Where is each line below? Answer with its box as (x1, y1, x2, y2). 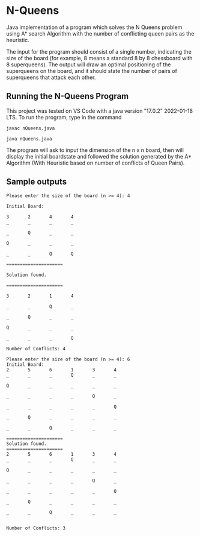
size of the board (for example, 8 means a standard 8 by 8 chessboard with (6, 54, 193, 61)
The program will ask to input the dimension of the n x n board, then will (6, 146, 184, 154)
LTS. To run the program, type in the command (6, 113, 122, 121)
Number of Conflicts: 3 (6, 525, 66, 531)
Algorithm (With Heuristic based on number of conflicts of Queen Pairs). (6, 159, 185, 166)
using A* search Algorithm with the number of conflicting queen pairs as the (6, 30, 195, 37)
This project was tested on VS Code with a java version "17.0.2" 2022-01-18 (6, 107, 193, 115)
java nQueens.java (6, 136, 52, 142)
